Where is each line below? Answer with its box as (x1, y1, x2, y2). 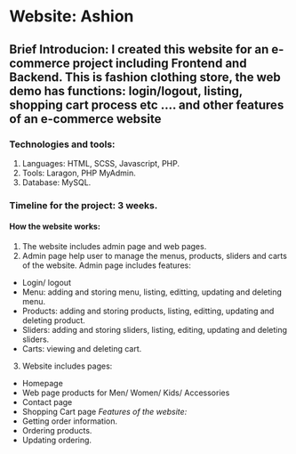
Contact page (21, 397, 73, 407)
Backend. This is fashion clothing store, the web (9, 69, 282, 85)
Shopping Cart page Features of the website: (21, 407, 188, 417)
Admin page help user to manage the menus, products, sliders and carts (21, 251, 287, 261)
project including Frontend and (72, 55, 247, 70)
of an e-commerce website (9, 111, 162, 126)
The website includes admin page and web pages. (21, 241, 207, 251)
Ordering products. (21, 426, 92, 435)
